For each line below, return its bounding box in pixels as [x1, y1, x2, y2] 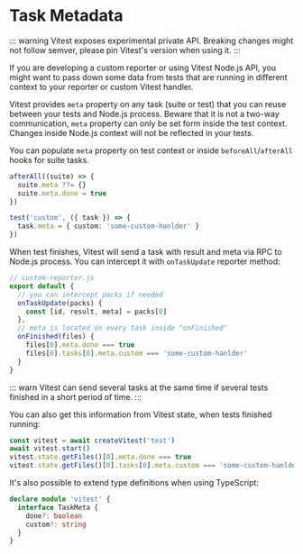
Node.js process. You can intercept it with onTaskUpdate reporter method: [9, 256, 281, 267]
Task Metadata [9, 5, 124, 26]
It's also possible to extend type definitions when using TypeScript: [9, 477, 260, 488]
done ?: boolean [25, 511, 83, 521]
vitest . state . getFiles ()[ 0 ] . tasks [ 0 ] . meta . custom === [9, 461, 216, 470]
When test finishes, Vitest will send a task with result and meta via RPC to [9, 247, 282, 258]
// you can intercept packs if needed [17, 290, 164, 299]
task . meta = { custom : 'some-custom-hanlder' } [17, 222, 200, 231]
